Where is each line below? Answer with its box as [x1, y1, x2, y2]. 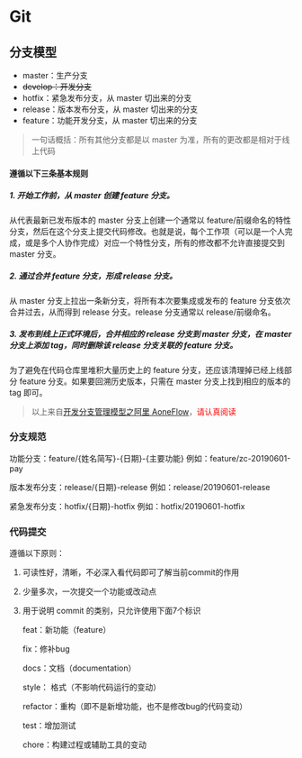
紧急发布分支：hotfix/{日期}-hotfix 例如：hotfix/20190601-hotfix [9, 500, 245, 511]
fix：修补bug [22, 644, 70, 654]
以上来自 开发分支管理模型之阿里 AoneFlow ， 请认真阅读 [31, 406, 236, 416]
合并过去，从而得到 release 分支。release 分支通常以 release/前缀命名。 [9, 306, 276, 317]
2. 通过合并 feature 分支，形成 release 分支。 [9, 270, 178, 281]
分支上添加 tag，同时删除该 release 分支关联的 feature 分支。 [9, 340, 238, 351]
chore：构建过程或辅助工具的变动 [22, 739, 147, 750]
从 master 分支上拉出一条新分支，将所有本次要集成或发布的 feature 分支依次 [9, 295, 291, 306]
